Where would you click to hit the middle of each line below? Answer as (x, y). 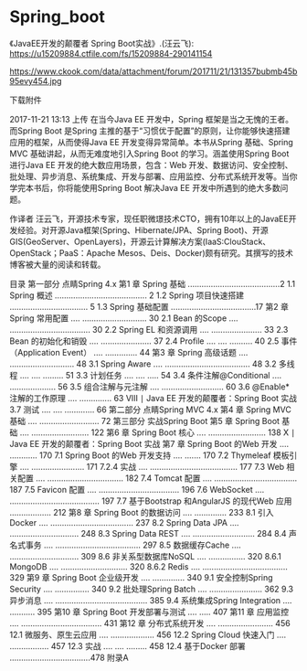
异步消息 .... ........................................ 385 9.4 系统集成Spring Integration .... (151, 600)
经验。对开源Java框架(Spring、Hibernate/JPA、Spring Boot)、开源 (143, 229)
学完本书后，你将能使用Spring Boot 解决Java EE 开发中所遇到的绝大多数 (145, 187)
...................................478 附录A (69, 657)
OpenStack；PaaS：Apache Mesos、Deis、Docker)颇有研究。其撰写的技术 (152, 252)
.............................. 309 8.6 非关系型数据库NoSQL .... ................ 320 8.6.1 (145, 556)
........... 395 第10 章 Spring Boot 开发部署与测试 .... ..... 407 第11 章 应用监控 (149, 612)
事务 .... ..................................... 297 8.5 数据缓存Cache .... (133, 545)
